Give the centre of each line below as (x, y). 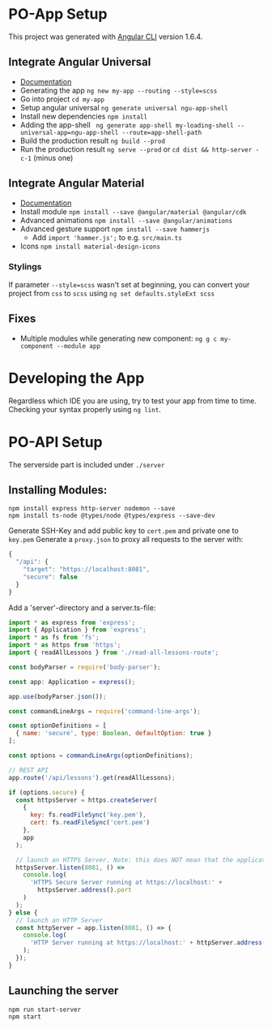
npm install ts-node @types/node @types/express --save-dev (112, 516)
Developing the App (76, 378)
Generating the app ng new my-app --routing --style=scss (119, 90)
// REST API (28, 770)
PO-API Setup (55, 442)
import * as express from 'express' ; (72, 622)
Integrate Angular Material (76, 183)
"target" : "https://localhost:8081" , (87, 570)
